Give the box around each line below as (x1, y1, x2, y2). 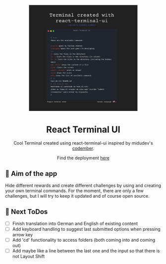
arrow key (12, 232, 33, 238)
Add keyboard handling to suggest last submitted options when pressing (12, 226, 161, 232)
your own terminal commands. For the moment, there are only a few (5, 188, 144, 194)
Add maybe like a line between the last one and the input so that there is (12, 248, 160, 254)
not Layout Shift (12, 254, 45, 260)
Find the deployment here (56, 155, 110, 161)
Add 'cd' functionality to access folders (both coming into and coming (12, 237, 155, 243)
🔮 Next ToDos (5, 208, 48, 216)
